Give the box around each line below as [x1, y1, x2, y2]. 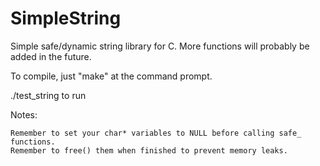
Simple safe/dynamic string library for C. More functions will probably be [10, 40, 310, 52]
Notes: [10, 108, 38, 121]
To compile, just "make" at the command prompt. [10, 70, 213, 82]
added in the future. [10, 50, 92, 62]
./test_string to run [10, 89, 87, 101]
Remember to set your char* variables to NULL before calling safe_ [10, 128, 302, 138]
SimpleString [10, 7, 122, 30]
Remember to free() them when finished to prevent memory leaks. [10, 145, 288, 156]
